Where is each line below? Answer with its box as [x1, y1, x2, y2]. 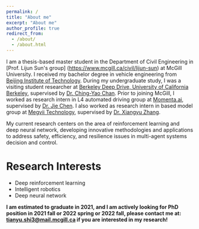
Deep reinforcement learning [14, 179, 86, 186]
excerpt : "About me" [6, 20, 58, 26]
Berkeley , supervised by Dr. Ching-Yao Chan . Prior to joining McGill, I [6, 90, 175, 97]
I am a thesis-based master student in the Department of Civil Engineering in [6, 58, 194, 65]
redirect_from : [6, 31, 44, 37]
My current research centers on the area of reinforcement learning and [6, 120, 180, 127]
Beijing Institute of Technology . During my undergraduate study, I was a [6, 77, 181, 84]
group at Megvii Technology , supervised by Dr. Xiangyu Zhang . [6, 108, 161, 116]
